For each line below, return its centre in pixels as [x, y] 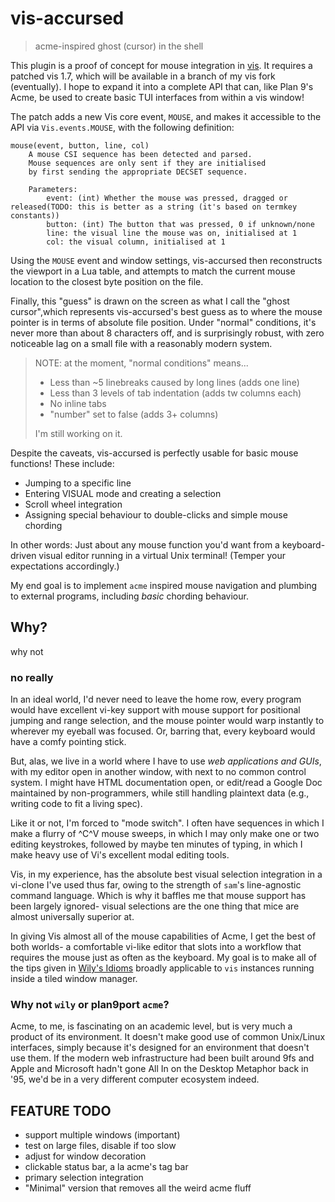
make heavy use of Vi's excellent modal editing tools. [120, 855]
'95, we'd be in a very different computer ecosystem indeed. [135, 1079]
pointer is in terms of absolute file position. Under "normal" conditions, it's [163, 322]
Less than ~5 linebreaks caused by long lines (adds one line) [174, 382]
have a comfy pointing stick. [68, 742]
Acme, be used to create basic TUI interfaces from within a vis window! [157, 97]
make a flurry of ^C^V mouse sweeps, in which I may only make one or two [165, 834]
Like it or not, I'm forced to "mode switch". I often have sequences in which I [167, 823]
